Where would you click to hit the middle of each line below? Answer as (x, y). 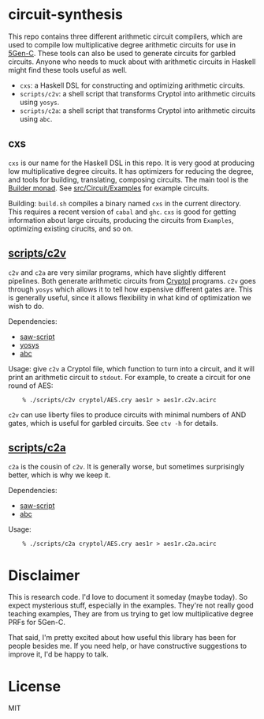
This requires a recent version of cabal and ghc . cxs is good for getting (122, 212)
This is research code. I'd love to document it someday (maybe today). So (128, 597)
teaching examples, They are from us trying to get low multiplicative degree (131, 614)
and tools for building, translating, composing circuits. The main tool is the (128, 179)
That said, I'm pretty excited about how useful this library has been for (122, 638)
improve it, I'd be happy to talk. (58, 654)
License (35, 686)
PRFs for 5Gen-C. (37, 623)
